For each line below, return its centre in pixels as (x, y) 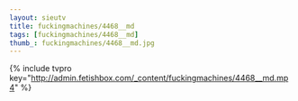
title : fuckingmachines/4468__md (72, 26)
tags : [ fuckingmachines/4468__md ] (74, 34)
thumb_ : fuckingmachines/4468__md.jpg (82, 43)
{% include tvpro (41, 69)
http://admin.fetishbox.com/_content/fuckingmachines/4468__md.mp (160, 78)
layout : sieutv (38, 18)
